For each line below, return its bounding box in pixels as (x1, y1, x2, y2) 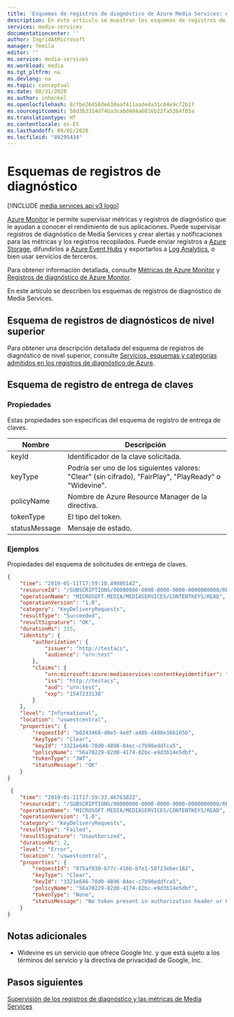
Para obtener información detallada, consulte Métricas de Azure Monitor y (7, 266, 220, 275)
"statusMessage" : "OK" (32, 762, 98, 769)
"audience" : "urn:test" (44, 651, 114, 659)
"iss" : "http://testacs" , (44, 677, 120, 685)
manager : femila (7, 43, 54, 50)
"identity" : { (19, 631, 61, 639)
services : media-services (7, 23, 82, 30)
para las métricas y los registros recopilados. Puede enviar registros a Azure (7, 237, 226, 246)
